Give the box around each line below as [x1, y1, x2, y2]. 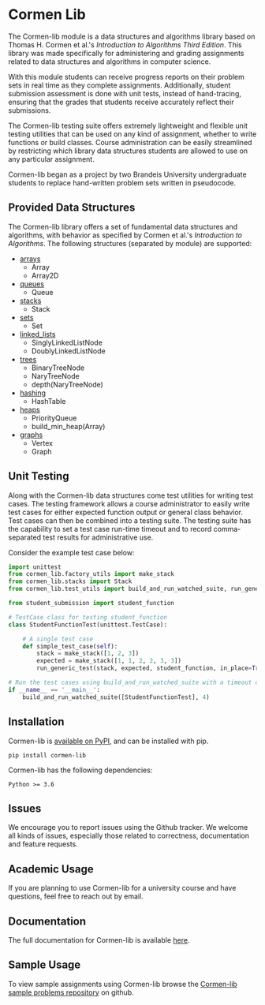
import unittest [8, 562, 62, 571]
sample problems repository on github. [8, 988, 134, 997]
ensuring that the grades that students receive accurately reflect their [8, 97, 234, 106]
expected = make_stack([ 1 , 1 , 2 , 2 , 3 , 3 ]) [36, 657, 181, 665]
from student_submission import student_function [8, 600, 175, 607]
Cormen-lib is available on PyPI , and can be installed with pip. [8, 736, 209, 745]
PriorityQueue [31, 413, 77, 423]
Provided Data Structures [8, 201, 136, 215]
